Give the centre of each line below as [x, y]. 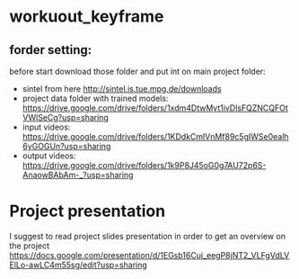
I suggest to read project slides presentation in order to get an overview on [147, 236]
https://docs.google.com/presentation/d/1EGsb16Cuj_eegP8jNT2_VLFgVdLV [149, 255]
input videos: [46, 127]
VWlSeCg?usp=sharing [66, 117]
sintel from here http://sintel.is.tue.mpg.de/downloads [122, 89]
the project [30, 246]
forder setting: [51, 50]
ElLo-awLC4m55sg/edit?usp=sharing [79, 265]
